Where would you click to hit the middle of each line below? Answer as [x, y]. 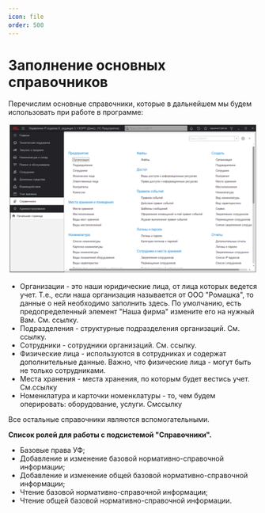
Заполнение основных [87, 65]
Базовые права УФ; [52, 450]
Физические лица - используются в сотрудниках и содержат [123, 353]
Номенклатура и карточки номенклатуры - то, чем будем [117, 395]
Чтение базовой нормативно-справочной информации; [114, 492]
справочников [58, 82]
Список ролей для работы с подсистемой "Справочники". [110, 435]
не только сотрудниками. [62, 370]
